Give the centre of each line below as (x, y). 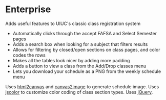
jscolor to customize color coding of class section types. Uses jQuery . (79, 92)
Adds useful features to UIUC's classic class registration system (73, 23)
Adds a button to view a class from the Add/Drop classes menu (79, 66)
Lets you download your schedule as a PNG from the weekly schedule (87, 71)
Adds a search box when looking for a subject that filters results (80, 44)
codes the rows (29, 55)
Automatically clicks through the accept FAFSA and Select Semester (85, 33)
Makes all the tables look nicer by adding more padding (71, 60)
